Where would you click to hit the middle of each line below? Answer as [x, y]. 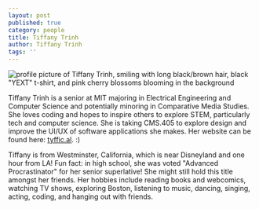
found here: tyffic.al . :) [44, 139]
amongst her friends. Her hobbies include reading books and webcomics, [127, 180]
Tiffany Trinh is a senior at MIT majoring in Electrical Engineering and [120, 98]
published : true [35, 23]
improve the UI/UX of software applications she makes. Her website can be [129, 131]
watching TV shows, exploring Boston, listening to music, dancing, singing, [129, 188]
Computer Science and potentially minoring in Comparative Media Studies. [129, 106]
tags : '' [22, 52]
